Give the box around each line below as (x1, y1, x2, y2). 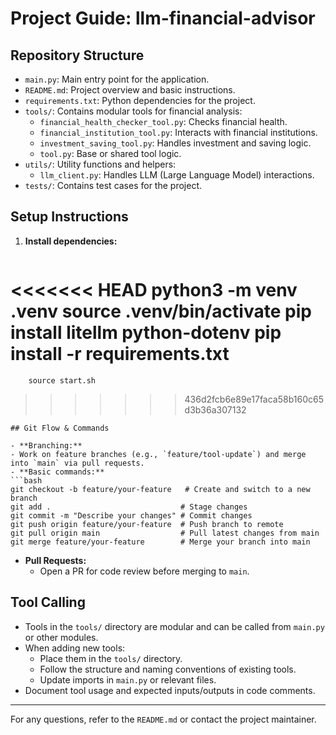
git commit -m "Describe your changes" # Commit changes (10, 510, 253, 521)
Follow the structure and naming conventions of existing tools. (39, 663, 297, 675)
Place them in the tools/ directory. (39, 652, 183, 664)
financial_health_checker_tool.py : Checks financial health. (39, 116, 288, 127)
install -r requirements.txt (10, 343, 230, 365)
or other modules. (24, 631, 99, 643)
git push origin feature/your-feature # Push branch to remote (10, 519, 284, 529)
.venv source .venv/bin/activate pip (10, 300, 312, 322)
